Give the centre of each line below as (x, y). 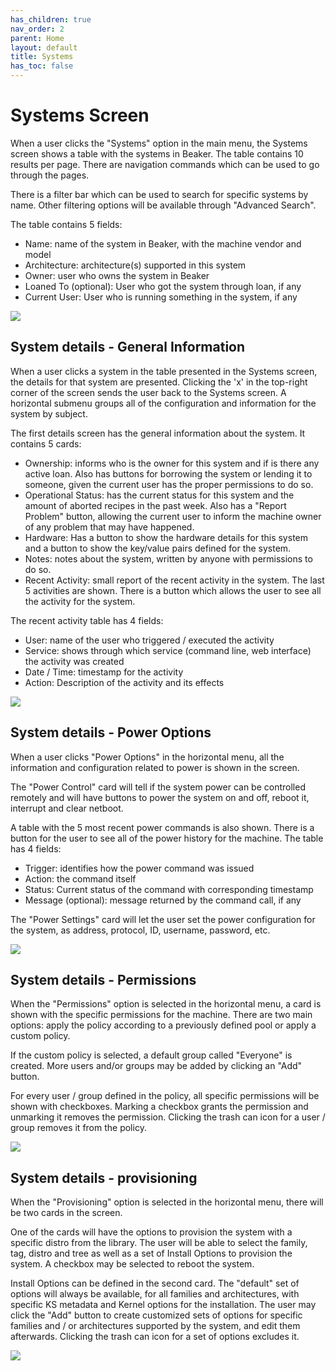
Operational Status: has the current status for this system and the (159, 495)
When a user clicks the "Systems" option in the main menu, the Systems (159, 143)
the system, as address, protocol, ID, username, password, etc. (140, 930)
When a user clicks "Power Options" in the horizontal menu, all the (147, 757)
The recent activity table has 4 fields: (87, 620)
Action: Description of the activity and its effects (124, 682)
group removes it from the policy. (78, 1128)
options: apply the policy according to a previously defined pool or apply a (163, 1025)
